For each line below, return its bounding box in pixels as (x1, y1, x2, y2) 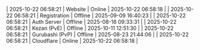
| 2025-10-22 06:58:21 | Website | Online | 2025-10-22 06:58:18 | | (6, 6, 170, 12)
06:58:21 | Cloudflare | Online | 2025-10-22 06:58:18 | (6, 37, 139, 44)
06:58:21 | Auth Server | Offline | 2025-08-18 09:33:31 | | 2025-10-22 (6, 18, 177, 25)
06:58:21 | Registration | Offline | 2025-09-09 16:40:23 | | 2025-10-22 (14, 12, 186, 19)
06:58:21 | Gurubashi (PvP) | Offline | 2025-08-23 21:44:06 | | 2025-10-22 (6, 31, 189, 38)
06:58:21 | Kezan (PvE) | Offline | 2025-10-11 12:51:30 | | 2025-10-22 (6, 24, 174, 32)
